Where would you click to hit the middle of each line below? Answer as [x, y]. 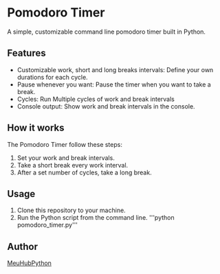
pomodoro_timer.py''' [47, 225]
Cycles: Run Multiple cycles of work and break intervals [96, 99]
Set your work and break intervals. [66, 158]
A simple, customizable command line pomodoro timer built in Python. [107, 32]
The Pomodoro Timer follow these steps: [65, 144]
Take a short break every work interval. [73, 165]
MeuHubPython [29, 263]
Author [22, 246]
